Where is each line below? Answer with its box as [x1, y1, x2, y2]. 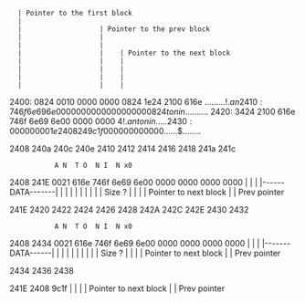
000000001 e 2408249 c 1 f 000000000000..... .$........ [9, 126, 202, 136]
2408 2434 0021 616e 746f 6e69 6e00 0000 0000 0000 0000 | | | [9, 238, 260, 248]
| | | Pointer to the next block [17, 48, 231, 57]
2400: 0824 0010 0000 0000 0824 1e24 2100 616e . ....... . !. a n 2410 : [9, 97, 263, 107]
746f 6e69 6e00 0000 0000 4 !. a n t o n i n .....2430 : [9, 116, 193, 127]
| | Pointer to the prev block [17, 25, 210, 34]
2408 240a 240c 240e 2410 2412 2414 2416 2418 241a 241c [9, 143, 236, 154]
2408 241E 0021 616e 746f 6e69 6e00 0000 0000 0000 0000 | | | [9, 177, 258, 187]
